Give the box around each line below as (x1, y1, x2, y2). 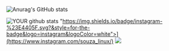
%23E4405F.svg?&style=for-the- (6, 24, 90, 31)
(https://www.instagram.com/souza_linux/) (6, 38, 114, 45)
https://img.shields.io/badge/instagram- (62, 18, 163, 24)
